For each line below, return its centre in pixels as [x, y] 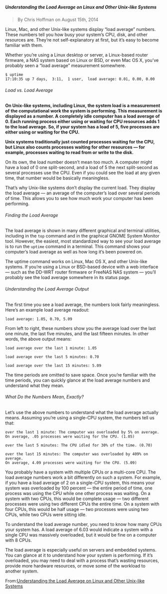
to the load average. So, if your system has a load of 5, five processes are [83, 127]
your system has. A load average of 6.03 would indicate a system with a [79, 529]
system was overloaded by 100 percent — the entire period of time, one [79, 488]
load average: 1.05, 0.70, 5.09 [39, 319]
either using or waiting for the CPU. [42, 132]
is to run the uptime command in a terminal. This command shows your [78, 246]
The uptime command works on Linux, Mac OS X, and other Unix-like [76, 261]
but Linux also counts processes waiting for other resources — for [75, 147]
